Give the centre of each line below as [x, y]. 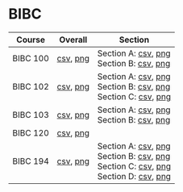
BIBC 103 [31, 115]
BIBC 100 [31, 58]
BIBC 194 [31, 161]
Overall [73, 40]
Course [31, 40]
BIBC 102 [31, 86]
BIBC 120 [31, 132]
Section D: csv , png [134, 176]
